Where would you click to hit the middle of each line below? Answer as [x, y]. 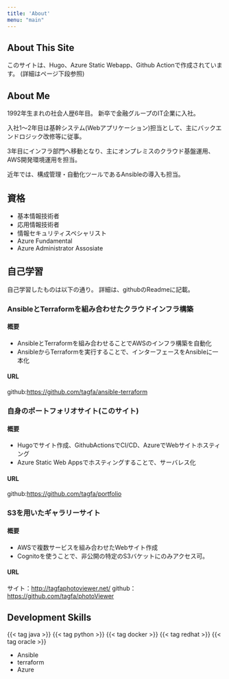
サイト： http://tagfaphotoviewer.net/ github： [72, 588]
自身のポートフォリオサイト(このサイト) [73, 411]
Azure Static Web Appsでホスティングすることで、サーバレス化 [106, 462]
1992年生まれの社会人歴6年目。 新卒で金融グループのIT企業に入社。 [104, 114]
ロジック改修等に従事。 [52, 137]
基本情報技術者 [38, 216]
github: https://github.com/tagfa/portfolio [64, 494]
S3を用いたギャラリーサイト [54, 513]
